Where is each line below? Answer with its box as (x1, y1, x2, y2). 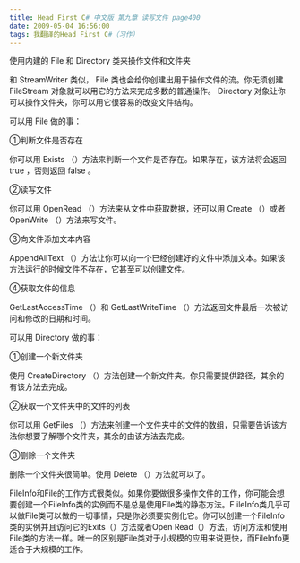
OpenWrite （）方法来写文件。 (9, 214, 122, 225)
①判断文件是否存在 (9, 135, 83, 146)
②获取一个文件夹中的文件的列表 (9, 401, 131, 411)
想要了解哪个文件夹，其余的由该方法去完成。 (24, 431, 190, 442)
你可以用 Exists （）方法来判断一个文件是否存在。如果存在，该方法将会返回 (9, 154, 287, 165)
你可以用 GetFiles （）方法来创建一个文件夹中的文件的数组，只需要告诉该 (9, 420, 279, 430)
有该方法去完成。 (9, 382, 73, 393)
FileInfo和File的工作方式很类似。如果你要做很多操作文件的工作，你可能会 (9, 488, 278, 498)
